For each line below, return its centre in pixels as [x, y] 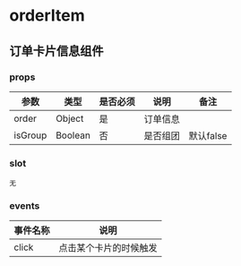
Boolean [73, 135]
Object [69, 118]
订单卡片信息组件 [56, 51]
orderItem [47, 16]
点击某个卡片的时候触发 [108, 248]
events [25, 206]
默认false [208, 135]
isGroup [30, 135]
